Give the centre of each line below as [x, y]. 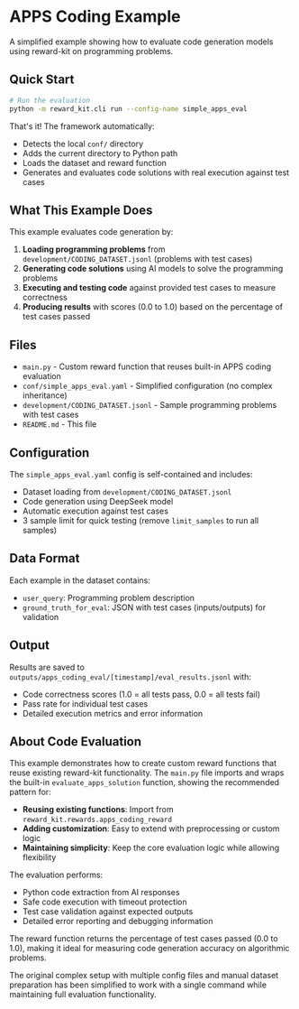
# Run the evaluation [50, 100]
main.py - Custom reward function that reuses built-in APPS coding [147, 366]
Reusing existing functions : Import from [98, 810]
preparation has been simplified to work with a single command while [138, 985]
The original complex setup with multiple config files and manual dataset [144, 976]
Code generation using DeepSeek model [98, 501]
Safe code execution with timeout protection [104, 902]
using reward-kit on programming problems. [91, 51]
